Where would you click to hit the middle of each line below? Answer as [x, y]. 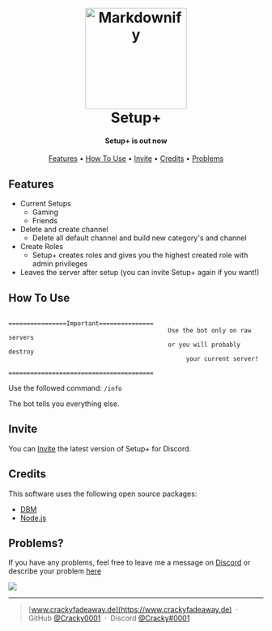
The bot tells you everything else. [64, 404]
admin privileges [60, 264]
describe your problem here [55, 571]
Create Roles [41, 247]
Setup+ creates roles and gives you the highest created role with [140, 255]
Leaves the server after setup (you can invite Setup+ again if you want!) [140, 273]
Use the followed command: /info [66, 388]
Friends [45, 221]
